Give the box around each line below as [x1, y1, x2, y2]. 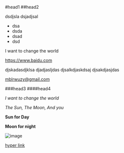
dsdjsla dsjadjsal [5, 14, 38, 19]
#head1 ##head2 [5, 4, 39, 10]
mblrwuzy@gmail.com [5, 76, 50, 82]
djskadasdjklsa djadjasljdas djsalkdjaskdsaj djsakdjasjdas [5, 67, 120, 73]
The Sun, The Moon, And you [5, 105, 64, 110]
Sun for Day [5, 114, 30, 120]
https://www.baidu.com [5, 57, 53, 63]
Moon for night [5, 124, 36, 129]
